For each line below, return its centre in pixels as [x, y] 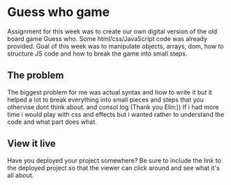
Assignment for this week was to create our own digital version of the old [112, 31]
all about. [21, 175]
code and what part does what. [52, 122]
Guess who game [59, 12]
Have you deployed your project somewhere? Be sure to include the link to [114, 160]
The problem [36, 75]
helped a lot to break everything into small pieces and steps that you [105, 99]
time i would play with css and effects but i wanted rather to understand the [116, 114]
